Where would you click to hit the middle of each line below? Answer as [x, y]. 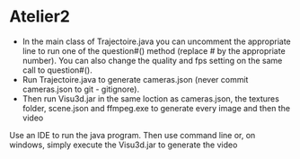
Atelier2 [40, 17]
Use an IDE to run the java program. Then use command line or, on [132, 135]
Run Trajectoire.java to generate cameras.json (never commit [135, 79]
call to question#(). [57, 70]
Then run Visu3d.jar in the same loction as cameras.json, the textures [151, 98]
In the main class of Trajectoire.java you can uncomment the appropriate [157, 41]
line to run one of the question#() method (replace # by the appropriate [154, 50]
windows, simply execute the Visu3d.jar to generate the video [124, 145]
